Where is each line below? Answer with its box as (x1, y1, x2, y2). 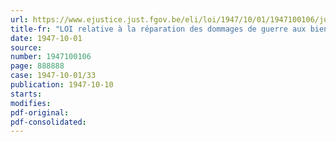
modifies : (10, 98, 52, 108)
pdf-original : (10, 107, 70, 118)
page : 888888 (10, 61, 65, 71)
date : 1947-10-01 (10, 33, 83, 43)
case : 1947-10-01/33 (10, 71, 97, 81)
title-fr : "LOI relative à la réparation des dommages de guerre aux (10, 24, 307, 34)
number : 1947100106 (10, 52, 92, 62)
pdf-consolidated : (10, 117, 87, 127)
